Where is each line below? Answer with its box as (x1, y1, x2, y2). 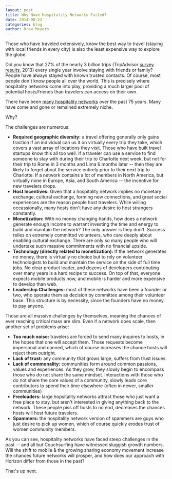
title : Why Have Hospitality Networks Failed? (5, 12, 107, 17)
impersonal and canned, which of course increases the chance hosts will (12, 345, 167, 351)
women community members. (12, 426, 76, 432)
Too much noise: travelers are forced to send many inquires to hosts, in (12, 334, 165, 340)
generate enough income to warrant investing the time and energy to (12, 221, 159, 227)
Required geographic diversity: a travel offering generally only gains (12, 134, 159, 140)
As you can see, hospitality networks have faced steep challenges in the (5, 436, 159, 443)
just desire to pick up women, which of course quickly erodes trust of (12, 421, 160, 427)
